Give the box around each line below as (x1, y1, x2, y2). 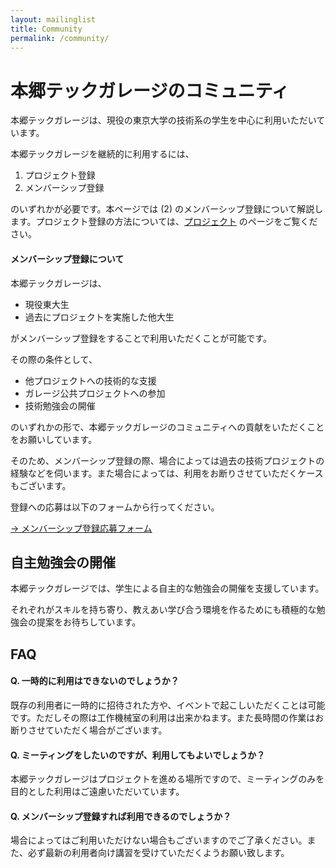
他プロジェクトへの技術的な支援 (24, 374, 157, 386)
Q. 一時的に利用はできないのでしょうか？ (10, 675, 180, 687)
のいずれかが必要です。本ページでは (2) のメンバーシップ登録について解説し (10, 203, 324, 215)
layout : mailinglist (10, 14, 97, 25)
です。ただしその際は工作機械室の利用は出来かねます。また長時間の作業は (10, 711, 316, 723)
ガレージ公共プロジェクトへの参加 (24, 387, 166, 399)
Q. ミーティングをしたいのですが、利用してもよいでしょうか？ (10, 749, 266, 761)
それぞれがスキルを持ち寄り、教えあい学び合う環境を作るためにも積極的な (10, 604, 317, 616)
